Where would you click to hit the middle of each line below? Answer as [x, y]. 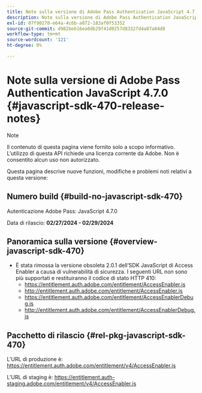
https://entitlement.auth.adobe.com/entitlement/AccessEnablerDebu [109, 297]
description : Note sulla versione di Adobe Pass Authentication [89, 17]
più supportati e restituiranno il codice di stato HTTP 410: [86, 278]
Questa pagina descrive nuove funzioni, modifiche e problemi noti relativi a [99, 171]
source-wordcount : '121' [38, 40]
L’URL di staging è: [30, 377]
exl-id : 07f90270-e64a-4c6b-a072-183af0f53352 [66, 23]
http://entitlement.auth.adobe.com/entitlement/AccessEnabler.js [103, 291]
